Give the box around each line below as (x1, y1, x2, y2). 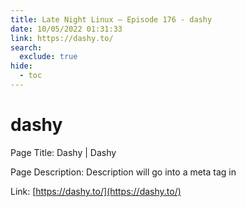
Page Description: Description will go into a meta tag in (10, 166, 237, 178)
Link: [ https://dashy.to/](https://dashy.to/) (10, 185, 182, 197)
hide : (10, 61, 33, 71)
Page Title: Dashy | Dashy (10, 146, 117, 158)
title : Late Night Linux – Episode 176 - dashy (10, 14, 213, 25)
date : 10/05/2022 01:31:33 (10, 24, 123, 34)
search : (10, 42, 43, 53)
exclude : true (19, 52, 78, 62)
